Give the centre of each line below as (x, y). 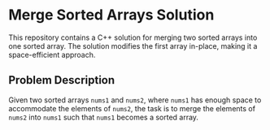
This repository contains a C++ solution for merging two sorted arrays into (133, 37)
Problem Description (62, 80)
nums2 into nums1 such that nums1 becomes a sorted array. (104, 117)
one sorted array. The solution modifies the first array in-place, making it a (133, 45)
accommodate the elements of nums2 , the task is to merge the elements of (132, 108)
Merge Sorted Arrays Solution (111, 15)
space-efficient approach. (52, 54)
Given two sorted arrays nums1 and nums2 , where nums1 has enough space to (135, 100)
